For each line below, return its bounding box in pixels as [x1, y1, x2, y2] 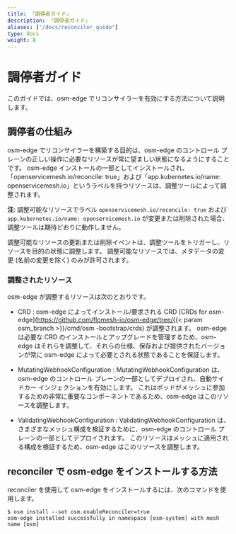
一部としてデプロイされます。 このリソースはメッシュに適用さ [42, 433, 223, 443]
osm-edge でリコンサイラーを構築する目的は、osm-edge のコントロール [7, 146, 220, 154]
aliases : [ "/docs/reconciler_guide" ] [7, 23, 119, 30]
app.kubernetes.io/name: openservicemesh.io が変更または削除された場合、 [7, 214, 229, 222]
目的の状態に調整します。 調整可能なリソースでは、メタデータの [31, 246, 219, 255]
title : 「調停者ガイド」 [7, 10, 72, 18]
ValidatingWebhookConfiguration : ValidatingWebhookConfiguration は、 [17, 416, 230, 425]
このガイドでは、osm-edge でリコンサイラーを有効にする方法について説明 [7, 94, 225, 103]
